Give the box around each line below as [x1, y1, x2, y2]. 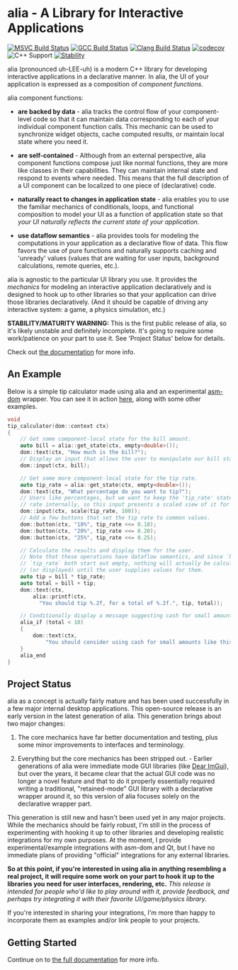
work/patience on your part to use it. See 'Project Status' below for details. [7, 334, 225, 342]
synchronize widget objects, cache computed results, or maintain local [17, 130, 225, 138]
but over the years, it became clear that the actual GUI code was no [17, 769, 215, 778]
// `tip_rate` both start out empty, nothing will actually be [20, 560, 211, 568]
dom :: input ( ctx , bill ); [20, 462, 91, 469]
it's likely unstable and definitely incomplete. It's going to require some [7, 326, 214, 334]
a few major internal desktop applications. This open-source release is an [7, 704, 222, 713]
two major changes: [7, 719, 66, 728]
